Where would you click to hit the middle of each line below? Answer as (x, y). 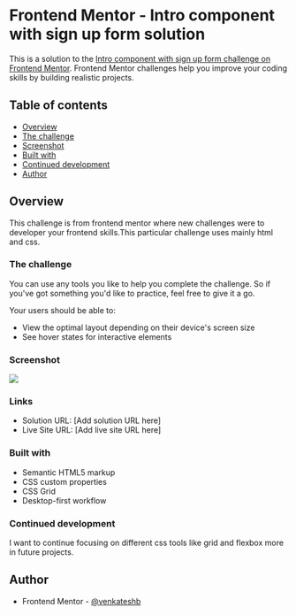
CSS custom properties (65, 481)
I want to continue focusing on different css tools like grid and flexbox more (147, 543)
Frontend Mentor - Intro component (142, 15)
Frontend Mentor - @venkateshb (81, 601)
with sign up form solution (107, 34)
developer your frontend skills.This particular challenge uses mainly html (141, 232)
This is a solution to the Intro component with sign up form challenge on (140, 58)
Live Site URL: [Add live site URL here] (91, 430)
